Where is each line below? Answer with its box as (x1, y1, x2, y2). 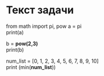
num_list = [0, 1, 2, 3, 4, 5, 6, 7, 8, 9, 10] (6, 57, 99, 64)
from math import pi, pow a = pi (6, 23, 82, 30)
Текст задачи (6, 3, 74, 17)
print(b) (6, 46, 24, 53)
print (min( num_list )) (6, 63, 56, 70)
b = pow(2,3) (6, 40, 38, 47)
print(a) (6, 28, 24, 35)
